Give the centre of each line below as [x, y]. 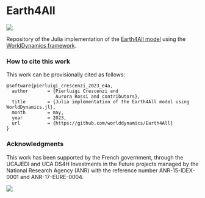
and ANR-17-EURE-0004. [52, 177]
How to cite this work [38, 61]
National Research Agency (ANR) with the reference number [82, 170]
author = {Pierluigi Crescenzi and [65, 91]
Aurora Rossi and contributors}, [98, 97]
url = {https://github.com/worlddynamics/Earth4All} [92, 123]
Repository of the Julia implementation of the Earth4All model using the [96, 39]
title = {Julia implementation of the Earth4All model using [101, 102]
